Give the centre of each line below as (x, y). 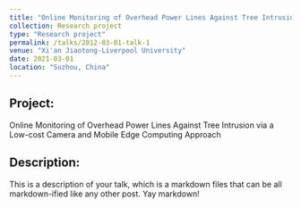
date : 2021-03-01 (42, 59)
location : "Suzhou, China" (60, 68)
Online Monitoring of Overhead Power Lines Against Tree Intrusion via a (142, 125)
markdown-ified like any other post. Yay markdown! (104, 194)
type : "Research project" (57, 34)
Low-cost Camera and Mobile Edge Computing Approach (115, 134)
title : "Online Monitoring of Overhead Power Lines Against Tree (133, 17)
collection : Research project (66, 26)
